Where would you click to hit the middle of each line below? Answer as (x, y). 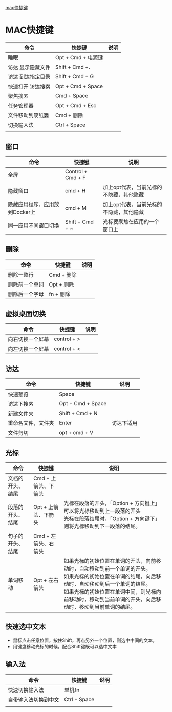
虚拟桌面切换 (26, 313)
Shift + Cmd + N (78, 413)
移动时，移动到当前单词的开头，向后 (112, 599)
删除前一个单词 (26, 284)
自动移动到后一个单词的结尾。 (115, 584)
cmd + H (75, 190)
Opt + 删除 (61, 284)
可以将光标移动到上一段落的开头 (102, 511)
